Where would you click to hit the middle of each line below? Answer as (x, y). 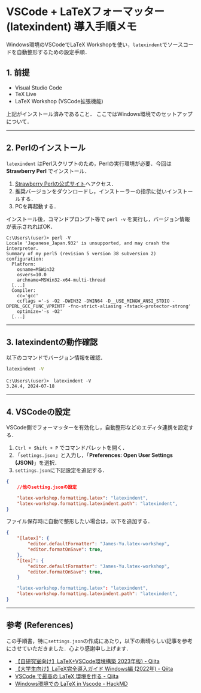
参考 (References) (40, 625)
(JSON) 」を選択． (37, 463)
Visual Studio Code (39, 88)
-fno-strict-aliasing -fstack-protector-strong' (130, 306)
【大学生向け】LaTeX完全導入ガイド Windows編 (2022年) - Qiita (94, 668)
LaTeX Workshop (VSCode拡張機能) (59, 101)
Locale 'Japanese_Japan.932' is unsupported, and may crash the (88, 243)
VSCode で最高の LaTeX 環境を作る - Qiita (66, 676)
